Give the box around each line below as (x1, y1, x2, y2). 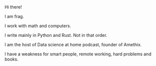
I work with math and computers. (4, 23, 72, 29)
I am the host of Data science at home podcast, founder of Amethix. (4, 42, 142, 48)
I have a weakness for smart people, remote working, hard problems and (4, 51, 152, 57)
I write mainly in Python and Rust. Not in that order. (4, 33, 107, 38)
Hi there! (4, 4, 22, 10)
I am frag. (4, 14, 24, 19)
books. (4, 56, 19, 62)
